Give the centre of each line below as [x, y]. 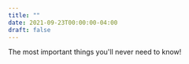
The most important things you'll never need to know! [95, 52]
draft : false [30, 30]
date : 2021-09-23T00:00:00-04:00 [63, 23]
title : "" [24, 15]
